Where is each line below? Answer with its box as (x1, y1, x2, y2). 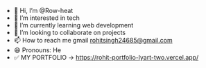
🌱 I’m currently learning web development (13, 21, 134, 29)
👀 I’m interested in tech (13, 14, 80, 22)
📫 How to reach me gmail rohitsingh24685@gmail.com (13, 36, 173, 44)
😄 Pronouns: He (13, 46, 61, 54)
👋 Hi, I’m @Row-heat (13, 7, 74, 14)
